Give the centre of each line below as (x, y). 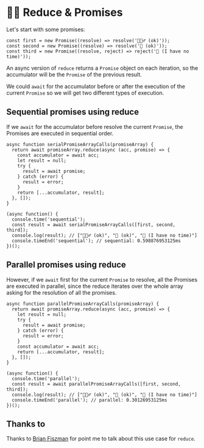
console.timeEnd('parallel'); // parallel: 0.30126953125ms (90, 400)
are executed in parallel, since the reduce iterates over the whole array (95, 286)
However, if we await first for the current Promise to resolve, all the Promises (102, 279)
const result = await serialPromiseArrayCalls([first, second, (93, 225)
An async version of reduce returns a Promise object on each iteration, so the (102, 68)
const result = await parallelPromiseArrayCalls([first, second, (97, 384)
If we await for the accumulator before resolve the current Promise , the (95, 127)
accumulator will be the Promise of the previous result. (74, 74)
